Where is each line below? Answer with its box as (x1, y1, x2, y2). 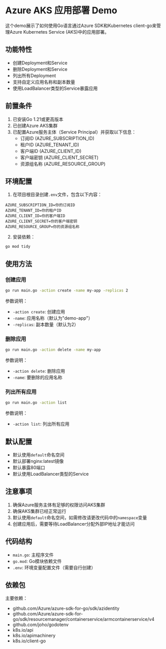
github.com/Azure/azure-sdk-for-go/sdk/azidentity (12, 605, 120, 612)
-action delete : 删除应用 (12, 368, 65, 374)
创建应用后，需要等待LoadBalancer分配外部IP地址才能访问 (12, 521, 135, 527)
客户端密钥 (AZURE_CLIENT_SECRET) (20, 154, 99, 161)
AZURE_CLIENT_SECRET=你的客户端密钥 (5, 219, 78, 224)
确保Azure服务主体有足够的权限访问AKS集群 (12, 502, 106, 508)
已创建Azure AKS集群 (12, 122, 58, 128)
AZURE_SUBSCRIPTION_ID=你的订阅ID (5, 202, 75, 208)
